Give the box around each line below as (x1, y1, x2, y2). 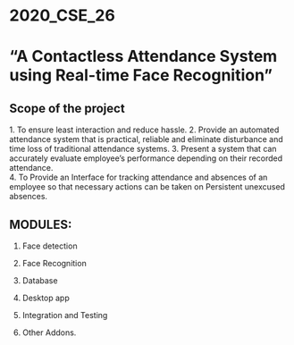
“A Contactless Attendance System (9, 46, 278, 67)
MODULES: (9, 216, 72, 232)
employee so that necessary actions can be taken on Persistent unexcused (9, 181, 286, 192)
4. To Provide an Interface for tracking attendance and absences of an (9, 172, 268, 183)
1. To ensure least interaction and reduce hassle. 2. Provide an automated (9, 124, 280, 135)
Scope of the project (9, 100, 125, 116)
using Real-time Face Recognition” (9, 65, 273, 86)
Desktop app (21, 292, 70, 303)
